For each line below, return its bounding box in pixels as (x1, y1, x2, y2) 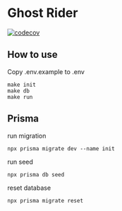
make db (7, 87, 30, 95)
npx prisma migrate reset (7, 197, 83, 204)
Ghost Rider (7, 5, 78, 21)
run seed (7, 157, 34, 166)
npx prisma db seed (7, 171, 65, 178)
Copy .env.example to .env (7, 67, 85, 76)
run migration (7, 131, 47, 140)
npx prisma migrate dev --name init (7, 145, 115, 152)
